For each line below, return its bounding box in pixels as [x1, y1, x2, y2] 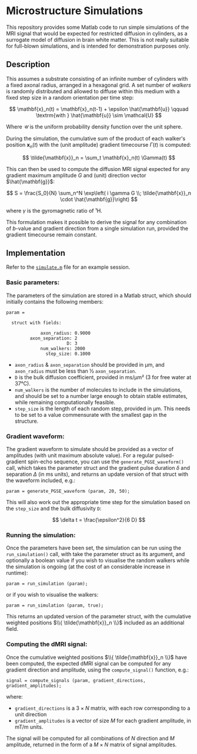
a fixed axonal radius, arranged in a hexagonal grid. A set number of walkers [6, 81, 191, 88]
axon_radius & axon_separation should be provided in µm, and [14, 361, 165, 368]
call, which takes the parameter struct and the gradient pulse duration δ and [6, 464, 190, 471]
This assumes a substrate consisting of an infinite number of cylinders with [6, 75, 188, 82]
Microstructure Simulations [6, 4, 143, 18]
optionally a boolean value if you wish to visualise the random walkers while [6, 557, 190, 564]
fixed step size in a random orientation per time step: [6, 94, 134, 101]
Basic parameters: [6, 278, 60, 287]
